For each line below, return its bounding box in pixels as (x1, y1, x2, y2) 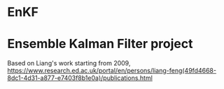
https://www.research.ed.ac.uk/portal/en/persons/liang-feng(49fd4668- (7, 67, 217, 75)
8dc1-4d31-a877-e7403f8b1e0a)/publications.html (7, 74, 153, 82)
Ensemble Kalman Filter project (7, 36, 194, 52)
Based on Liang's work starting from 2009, (7, 59, 131, 67)
